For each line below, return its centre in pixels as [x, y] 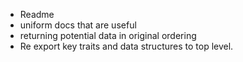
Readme [37, 14]
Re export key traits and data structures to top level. [126, 46]
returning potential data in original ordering [108, 35]
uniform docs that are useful [78, 25]
